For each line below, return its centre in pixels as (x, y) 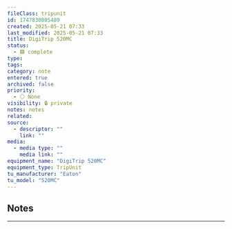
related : (20, 116)
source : (18, 122)
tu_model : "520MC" (33, 180)
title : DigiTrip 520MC (40, 39)
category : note (29, 71)
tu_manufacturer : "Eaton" (44, 174)
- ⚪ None (27, 97)
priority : (21, 90)
